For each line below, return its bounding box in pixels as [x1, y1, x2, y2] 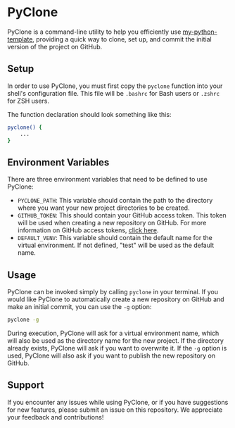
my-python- [182, 27, 217, 36]
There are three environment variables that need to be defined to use [7, 175, 208, 184]
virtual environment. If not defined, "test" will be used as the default [17, 241, 215, 250]
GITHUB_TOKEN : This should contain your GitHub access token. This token [17, 211, 227, 220]
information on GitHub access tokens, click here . [17, 226, 159, 234]
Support [7, 379, 44, 391]
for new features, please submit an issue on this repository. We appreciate [7, 405, 223, 414]
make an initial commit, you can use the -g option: [7, 303, 152, 310]
